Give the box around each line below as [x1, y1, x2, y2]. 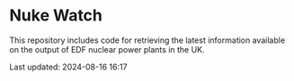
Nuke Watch [9, 5, 103, 26]
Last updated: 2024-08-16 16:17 [9, 61, 128, 72]
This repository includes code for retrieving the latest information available [9, 35, 286, 45]
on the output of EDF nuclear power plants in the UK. [9, 44, 205, 54]
